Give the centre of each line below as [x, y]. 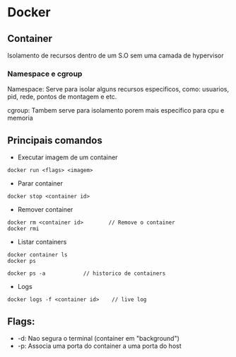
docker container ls [38, 255]
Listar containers [42, 242]
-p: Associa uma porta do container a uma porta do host [99, 346]
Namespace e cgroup [45, 74]
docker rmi [23, 229]
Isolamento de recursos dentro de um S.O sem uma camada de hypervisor [116, 55]
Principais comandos [55, 140]
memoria [20, 118]
